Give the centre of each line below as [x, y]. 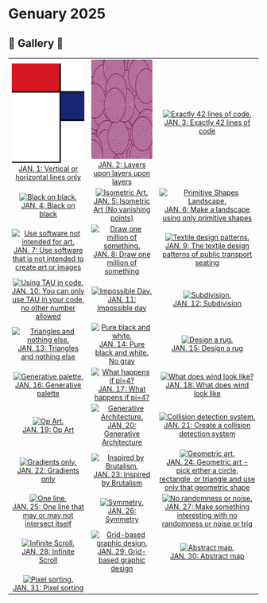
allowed [48, 316]
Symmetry [122, 519]
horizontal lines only [48, 177]
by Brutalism [122, 483]
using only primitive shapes [207, 218]
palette [48, 393]
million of [122, 263]
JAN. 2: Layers [122, 165]
